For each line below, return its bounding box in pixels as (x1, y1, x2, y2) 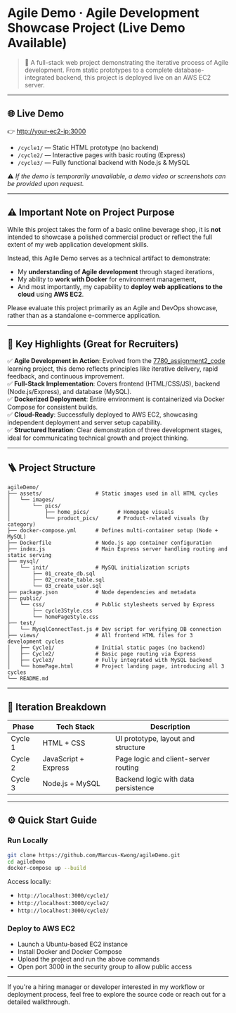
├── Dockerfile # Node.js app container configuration (7, 539, 212, 547)
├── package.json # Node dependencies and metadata (7, 589, 197, 596)
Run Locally (7, 835, 48, 845)
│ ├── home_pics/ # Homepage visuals (7, 509, 174, 516)
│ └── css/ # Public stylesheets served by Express (7, 601, 216, 608)
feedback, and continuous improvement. (7, 372, 125, 381)
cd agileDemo (7, 858, 46, 865)
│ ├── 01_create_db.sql (7, 570, 96, 577)
